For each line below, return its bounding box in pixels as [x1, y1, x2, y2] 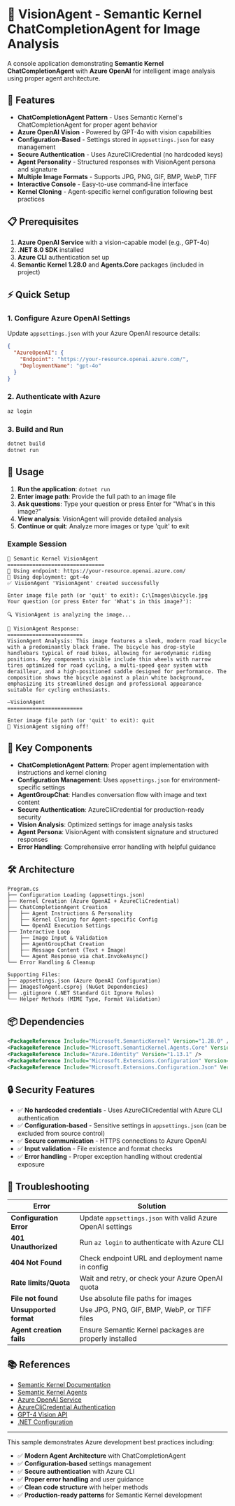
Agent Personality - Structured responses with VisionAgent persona [17, 157, 215, 166]
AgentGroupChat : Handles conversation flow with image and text [17, 790, 207, 798]
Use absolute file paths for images [79, 1294, 192, 1304]
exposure [17, 1160, 45, 1169]
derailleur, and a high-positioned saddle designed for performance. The [7, 668, 227, 675]
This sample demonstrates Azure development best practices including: [7, 1438, 215, 1447]
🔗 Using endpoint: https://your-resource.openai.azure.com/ [7, 567, 187, 575]
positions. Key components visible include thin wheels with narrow [7, 656, 211, 663]
